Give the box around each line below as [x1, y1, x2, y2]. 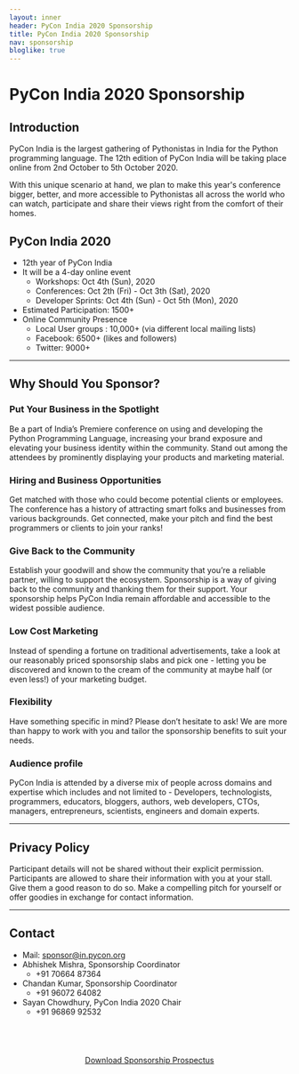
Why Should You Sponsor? [9, 376, 160, 392]
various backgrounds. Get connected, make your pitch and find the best [9, 513, 273, 523]
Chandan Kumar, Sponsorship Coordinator [21, 978, 178, 989]
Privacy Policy [9, 840, 91, 855]
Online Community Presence [21, 313, 127, 325]
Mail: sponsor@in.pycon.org [21, 949, 126, 960]
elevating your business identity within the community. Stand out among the [9, 442, 288, 453]
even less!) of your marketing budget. [9, 674, 147, 684]
